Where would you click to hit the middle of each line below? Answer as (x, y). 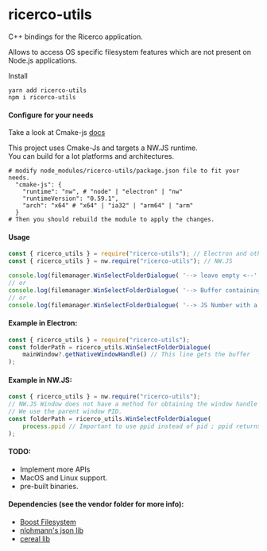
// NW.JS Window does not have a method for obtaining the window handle (133, 404)
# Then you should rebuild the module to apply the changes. (112, 220)
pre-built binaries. (49, 486)
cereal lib (35, 539)
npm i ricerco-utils (43, 97)
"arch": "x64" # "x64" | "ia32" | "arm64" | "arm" (108, 206)
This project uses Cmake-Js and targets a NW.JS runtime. (103, 148)
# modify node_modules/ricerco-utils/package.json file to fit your (124, 171)
